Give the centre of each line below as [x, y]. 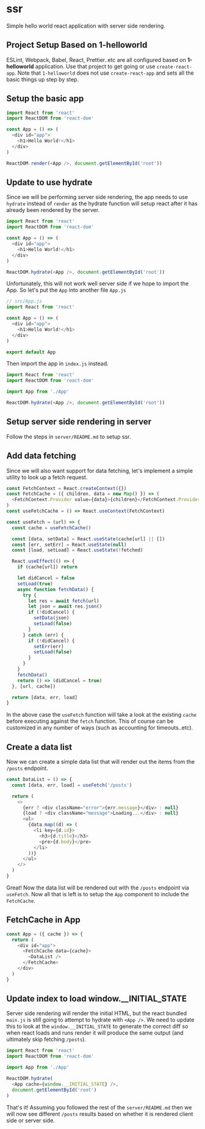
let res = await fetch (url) [64, 601]
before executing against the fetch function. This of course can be [90, 721]
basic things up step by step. [43, 79]
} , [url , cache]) [34, 686]
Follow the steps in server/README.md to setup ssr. [69, 436]
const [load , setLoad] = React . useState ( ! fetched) [77, 550]
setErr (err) [49, 646]
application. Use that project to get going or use [95, 66]
